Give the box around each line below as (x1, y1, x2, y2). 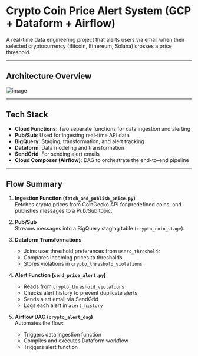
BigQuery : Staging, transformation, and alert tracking (14, 137, 144, 145)
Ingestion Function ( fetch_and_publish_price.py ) (14, 195, 136, 202)
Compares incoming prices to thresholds (23, 254, 123, 261)
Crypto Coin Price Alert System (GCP (6, 4, 192, 18)
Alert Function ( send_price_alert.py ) (14, 272, 106, 279)
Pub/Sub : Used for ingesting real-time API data (14, 131, 130, 139)
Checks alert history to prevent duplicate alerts (23, 289, 138, 296)
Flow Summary (6, 179, 63, 189)
